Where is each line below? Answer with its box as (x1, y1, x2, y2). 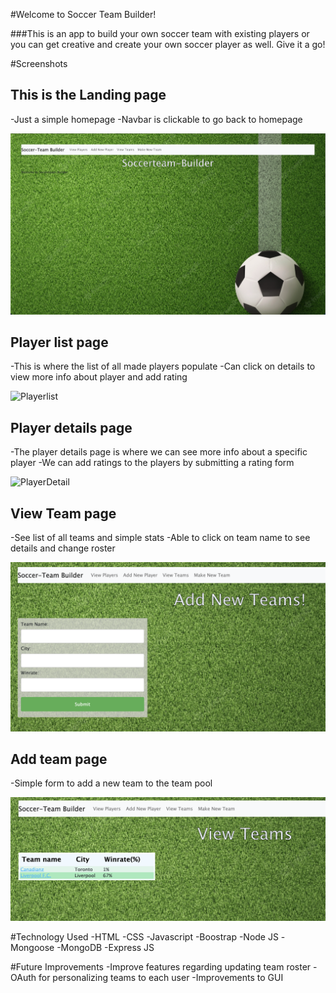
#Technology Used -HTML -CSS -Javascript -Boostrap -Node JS (10, 930, 279, 943)
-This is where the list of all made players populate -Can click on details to (10, 360, 316, 373)
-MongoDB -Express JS (56, 941, 155, 953)
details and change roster (10, 542, 116, 554)
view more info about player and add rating (10, 371, 188, 383)
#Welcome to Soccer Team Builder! (10, 9, 157, 20)
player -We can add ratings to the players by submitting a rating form (10, 457, 295, 469)
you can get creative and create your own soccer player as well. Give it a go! (10, 39, 326, 50)
